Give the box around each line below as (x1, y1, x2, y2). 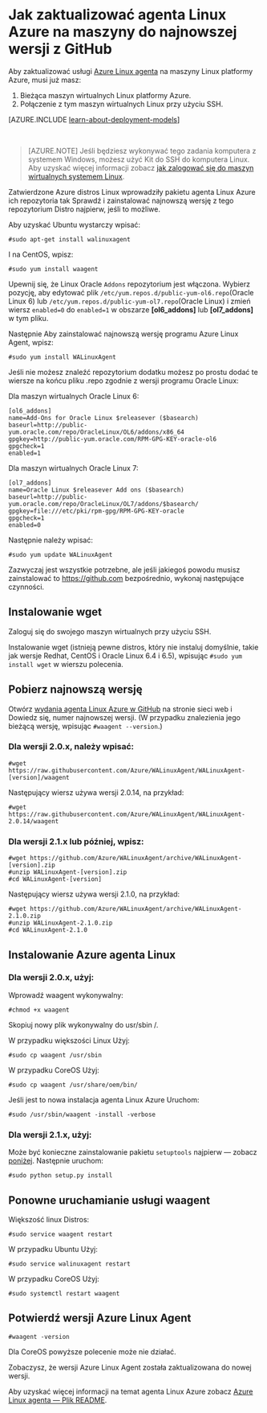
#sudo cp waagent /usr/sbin (8, 1051, 103, 1059)
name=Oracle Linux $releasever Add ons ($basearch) (8, 485, 184, 494)
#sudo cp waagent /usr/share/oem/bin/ (8, 1081, 138, 1089)
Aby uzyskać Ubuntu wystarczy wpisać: (8, 220, 141, 229)
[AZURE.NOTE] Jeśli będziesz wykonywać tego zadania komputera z (27, 146, 257, 155)
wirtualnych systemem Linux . (27, 171, 125, 181)
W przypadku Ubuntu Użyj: (8, 1244, 98, 1254)
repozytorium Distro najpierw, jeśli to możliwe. (8, 204, 160, 214)
